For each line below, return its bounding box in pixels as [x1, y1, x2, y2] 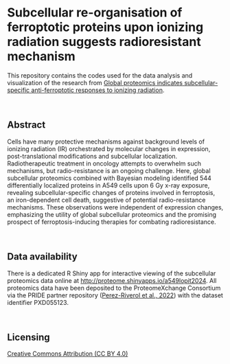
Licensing [7, 331, 50, 343]
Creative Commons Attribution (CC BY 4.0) [7, 350, 128, 358]
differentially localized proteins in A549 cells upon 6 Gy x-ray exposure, [7, 181, 210, 190]
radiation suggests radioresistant [7, 34, 201, 49]
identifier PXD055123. [7, 298, 69, 306]
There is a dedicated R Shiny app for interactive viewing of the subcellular [7, 269, 216, 277]
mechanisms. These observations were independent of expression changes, [7, 203, 224, 211]
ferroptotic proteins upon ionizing [7, 19, 204, 35]
